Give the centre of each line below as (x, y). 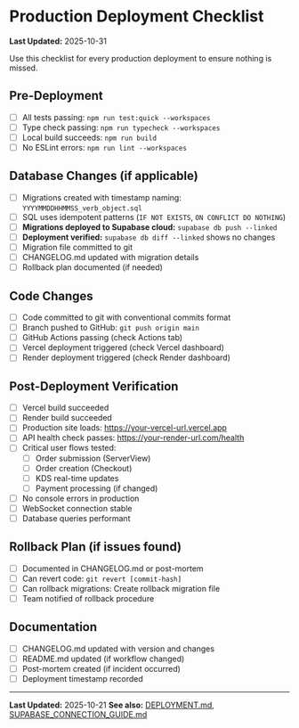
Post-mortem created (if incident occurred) (101, 668)
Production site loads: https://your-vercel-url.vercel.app (124, 428)
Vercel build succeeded (65, 408)
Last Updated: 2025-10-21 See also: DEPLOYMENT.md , (112, 705)
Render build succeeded (67, 418)
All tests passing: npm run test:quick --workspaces (116, 117)
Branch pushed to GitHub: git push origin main (111, 328)
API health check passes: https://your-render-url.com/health (133, 438)
